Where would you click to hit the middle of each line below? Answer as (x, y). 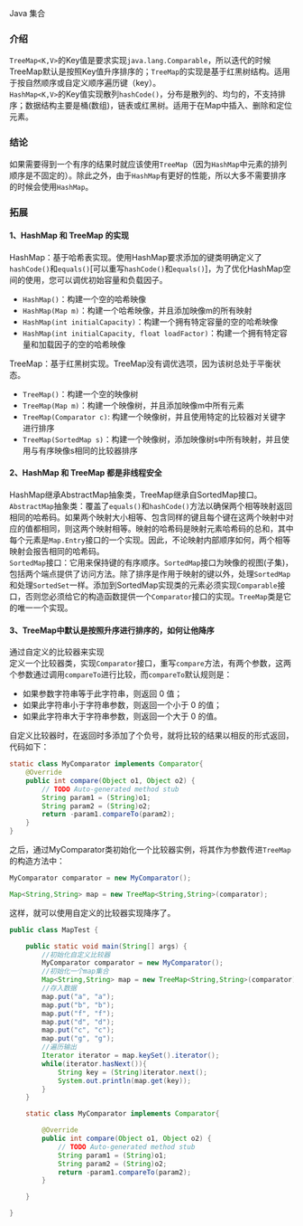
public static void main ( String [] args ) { (106, 946)
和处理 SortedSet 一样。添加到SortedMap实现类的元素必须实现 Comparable (143, 585)
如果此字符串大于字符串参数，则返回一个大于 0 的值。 (122, 716)
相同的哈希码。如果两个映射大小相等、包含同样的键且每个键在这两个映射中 (147, 517)
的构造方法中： (37, 861)
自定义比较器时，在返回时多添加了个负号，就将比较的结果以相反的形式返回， (151, 736)
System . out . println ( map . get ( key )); (124, 1080)
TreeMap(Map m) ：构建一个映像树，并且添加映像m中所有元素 (133, 405)
